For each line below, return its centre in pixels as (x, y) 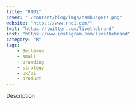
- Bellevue (31, 51)
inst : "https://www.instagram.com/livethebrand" (68, 34)
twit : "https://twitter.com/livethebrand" (60, 28)
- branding (31, 62)
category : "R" (24, 40)
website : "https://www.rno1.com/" (50, 23)
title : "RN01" (24, 12)
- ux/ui (26, 73)
